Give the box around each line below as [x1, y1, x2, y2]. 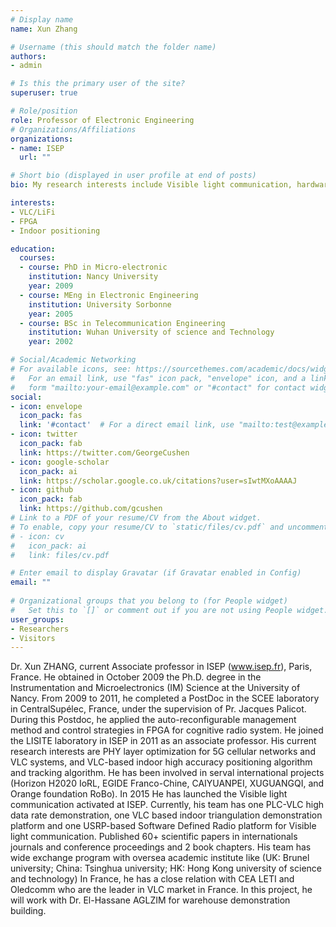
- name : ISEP [10, 143, 65, 153]
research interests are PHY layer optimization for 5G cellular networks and [10, 746, 316, 758]
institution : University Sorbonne [28, 299, 172, 310]
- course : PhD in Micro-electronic [19, 262, 168, 273]
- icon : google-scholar [10, 457, 110, 467]
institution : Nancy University [28, 272, 159, 282]
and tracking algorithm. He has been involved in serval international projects [10, 767, 325, 779]
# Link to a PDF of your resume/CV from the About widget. [10, 513, 262, 523]
